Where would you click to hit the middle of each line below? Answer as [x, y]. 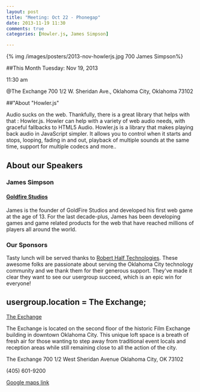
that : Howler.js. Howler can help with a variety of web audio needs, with [96, 121]
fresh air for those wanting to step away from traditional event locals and [96, 341]
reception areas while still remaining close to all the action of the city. [92, 347]
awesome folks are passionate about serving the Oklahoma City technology [100, 264]
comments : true [25, 29]
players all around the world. [41, 229]
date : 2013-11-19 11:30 [36, 23]
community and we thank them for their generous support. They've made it [99, 270]
